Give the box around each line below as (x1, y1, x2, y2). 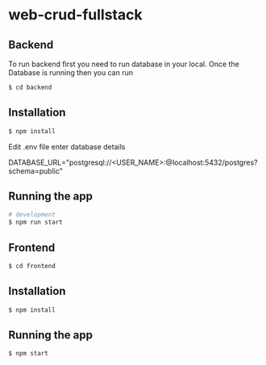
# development (8, 211, 56, 219)
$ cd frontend (8, 262, 56, 270)
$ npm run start (8, 218, 63, 227)
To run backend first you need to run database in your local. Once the (8, 59, 239, 69)
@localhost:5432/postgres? (165, 157, 258, 167)
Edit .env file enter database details (8, 141, 126, 151)
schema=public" (8, 166, 63, 175)
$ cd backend (8, 83, 52, 91)
